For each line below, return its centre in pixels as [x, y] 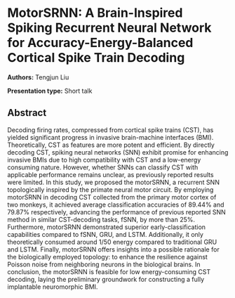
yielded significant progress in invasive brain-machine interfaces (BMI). [110, 137]
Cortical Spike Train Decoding [96, 58]
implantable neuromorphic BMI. [53, 287]
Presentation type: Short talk [50, 91]
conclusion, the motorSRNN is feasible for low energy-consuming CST [109, 271]
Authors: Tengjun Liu [38, 77]
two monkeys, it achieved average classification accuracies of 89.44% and [116, 205]
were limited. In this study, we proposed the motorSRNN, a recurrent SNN [113, 182]
